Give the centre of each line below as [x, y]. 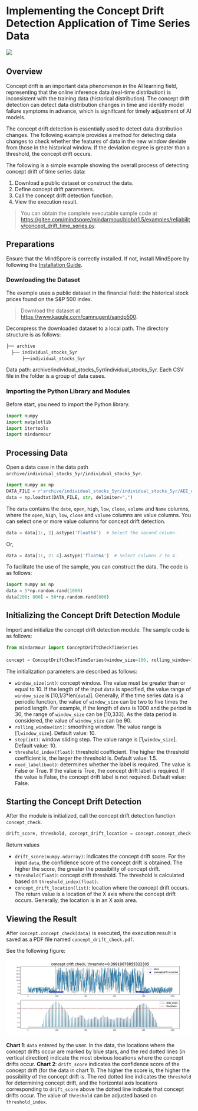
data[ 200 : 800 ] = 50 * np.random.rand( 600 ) [58, 597]
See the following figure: [36, 951]
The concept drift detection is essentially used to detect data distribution [94, 129]
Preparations [30, 244]
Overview [24, 72]
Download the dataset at [50, 311]
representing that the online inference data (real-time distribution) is [89, 92]
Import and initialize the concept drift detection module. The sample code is [98, 629]
